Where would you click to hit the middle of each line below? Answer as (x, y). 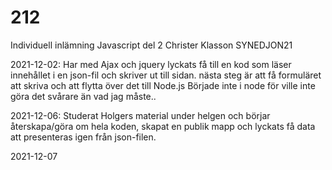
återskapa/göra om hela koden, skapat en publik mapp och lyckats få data (163, 126)
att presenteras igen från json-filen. (83, 137)
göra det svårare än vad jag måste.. (83, 96)
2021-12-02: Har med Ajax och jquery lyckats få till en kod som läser (151, 64)
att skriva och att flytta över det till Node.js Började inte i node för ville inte (163, 85)
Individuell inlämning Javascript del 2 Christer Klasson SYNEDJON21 (151, 45)
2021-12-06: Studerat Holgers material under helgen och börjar (140, 115)
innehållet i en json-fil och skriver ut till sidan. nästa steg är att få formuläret (166, 75)
